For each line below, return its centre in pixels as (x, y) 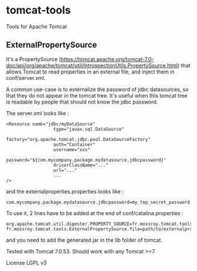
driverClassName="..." (81, 165)
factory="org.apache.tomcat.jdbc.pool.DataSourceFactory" (78, 139)
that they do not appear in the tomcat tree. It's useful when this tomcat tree (97, 95)
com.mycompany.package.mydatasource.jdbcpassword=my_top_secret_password (98, 202)
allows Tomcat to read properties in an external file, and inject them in (90, 72)
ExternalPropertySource (52, 45)
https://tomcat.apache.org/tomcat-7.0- (107, 59)
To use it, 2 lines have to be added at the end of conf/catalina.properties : (95, 213)
